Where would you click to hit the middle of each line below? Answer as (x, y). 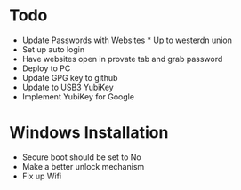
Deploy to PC (46, 68)
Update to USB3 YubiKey (68, 87)
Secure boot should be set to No (81, 157)
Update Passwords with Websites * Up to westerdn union (127, 40)
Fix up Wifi (42, 176)
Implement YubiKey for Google (78, 96)
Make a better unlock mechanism (83, 166)
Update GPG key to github (70, 77)
